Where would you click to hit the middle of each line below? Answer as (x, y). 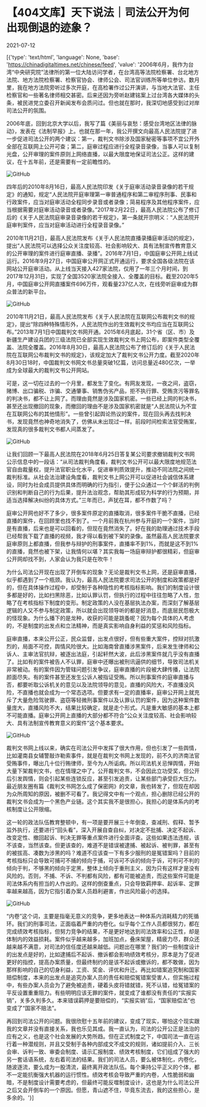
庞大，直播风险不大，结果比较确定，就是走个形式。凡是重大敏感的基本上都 (105, 707)
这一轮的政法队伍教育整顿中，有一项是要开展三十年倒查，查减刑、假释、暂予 (103, 822)
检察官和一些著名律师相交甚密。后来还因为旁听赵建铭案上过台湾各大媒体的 (100, 95)
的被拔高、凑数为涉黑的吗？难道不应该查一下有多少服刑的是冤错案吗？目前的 (103, 853)
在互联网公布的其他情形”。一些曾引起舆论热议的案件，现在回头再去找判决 (99, 414)
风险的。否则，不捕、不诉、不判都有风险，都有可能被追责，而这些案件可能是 (103, 876)
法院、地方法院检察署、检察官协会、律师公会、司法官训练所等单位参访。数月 (103, 80)
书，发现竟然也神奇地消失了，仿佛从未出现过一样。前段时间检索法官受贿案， (103, 421)
